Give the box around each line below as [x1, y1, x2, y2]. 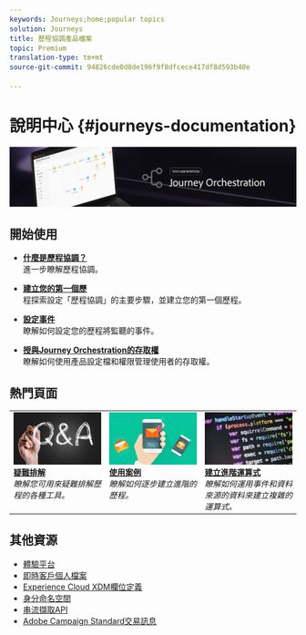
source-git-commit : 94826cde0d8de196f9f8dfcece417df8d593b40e [9, 63, 250, 72]
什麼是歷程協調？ [22, 252, 87, 263]
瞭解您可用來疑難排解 [13, 478, 94, 489]
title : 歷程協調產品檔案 [9, 34, 93, 43]
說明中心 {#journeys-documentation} [9, 116, 297, 137]
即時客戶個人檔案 [22, 569, 87, 580]
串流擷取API [22, 604, 68, 615]
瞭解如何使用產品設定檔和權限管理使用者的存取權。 [22, 356, 215, 367]
